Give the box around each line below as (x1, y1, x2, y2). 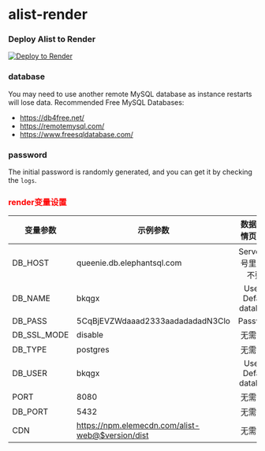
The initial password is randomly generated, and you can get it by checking (8, 167, 252, 177)
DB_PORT (12, 406, 49, 417)
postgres (76, 345, 110, 356)
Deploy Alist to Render (8, 34, 96, 45)
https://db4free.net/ (19, 113, 85, 122)
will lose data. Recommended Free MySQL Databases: (8, 97, 185, 107)
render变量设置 (8, 197, 67, 207)
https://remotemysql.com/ (19, 121, 105, 131)
